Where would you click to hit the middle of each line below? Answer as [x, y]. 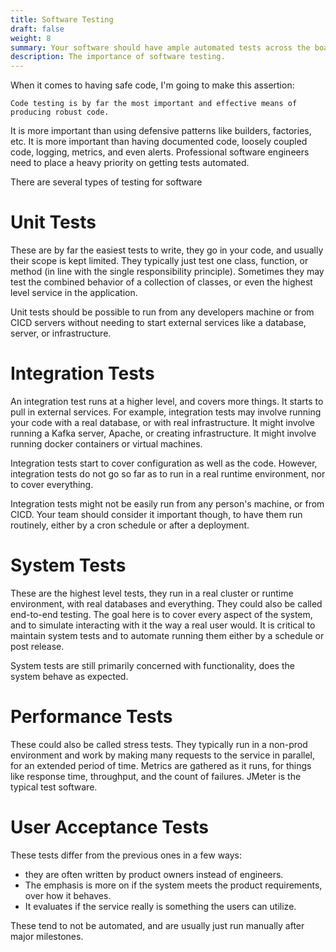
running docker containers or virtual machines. [106, 444]
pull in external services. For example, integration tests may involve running [166, 412]
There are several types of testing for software [106, 182]
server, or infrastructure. [61, 333]
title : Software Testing [62, 19]
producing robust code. [60, 112]
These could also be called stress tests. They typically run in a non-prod [159, 744]
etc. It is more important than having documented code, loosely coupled [159, 142]
